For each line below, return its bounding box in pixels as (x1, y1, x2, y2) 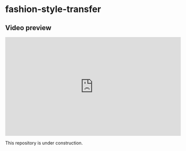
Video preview (5, 24, 52, 32)
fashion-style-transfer (5, 4, 101, 15)
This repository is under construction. (5, 140, 83, 146)
